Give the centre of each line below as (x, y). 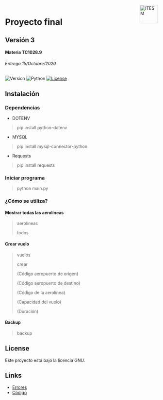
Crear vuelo (17, 244)
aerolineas (27, 224)
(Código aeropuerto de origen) (48, 274)
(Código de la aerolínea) (41, 292)
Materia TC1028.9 (24, 52)
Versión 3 (20, 40)
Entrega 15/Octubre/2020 (31, 63)
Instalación (22, 94)
